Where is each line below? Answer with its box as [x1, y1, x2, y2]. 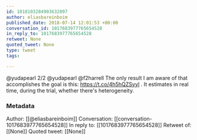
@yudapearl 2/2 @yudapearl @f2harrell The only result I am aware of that [6, 74, 188, 81]
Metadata [6, 101, 35, 110]
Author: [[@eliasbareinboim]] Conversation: [6, 115, 113, 122]
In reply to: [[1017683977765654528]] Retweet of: [69, 121, 192, 128]
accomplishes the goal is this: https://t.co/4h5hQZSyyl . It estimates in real [6, 81, 189, 88]
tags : [6, 53, 20, 59]
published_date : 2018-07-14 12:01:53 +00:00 [6, 20, 118, 26]
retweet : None [6, 36, 42, 42]
